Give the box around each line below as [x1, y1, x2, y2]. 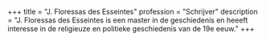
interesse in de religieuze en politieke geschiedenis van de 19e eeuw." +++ [7, 24, 255, 33]
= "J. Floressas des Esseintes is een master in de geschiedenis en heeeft [7, 15, 248, 25]
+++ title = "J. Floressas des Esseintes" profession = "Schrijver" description [7, 7, 258, 16]
